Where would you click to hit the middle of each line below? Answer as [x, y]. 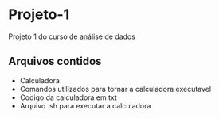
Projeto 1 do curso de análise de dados [72, 36]
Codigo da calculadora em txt [68, 97]
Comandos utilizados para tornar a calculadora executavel [115, 89]
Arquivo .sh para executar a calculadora [85, 105]
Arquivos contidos [55, 61]
